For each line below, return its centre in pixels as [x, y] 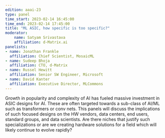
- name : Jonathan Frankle [32, 51]
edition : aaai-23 [23, 10]
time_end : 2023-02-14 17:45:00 [38, 24]
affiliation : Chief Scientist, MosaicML [52, 56]
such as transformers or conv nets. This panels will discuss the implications [82, 109]
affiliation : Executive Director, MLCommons [56, 84]
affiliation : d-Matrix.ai [41, 42]
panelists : [16, 47]
